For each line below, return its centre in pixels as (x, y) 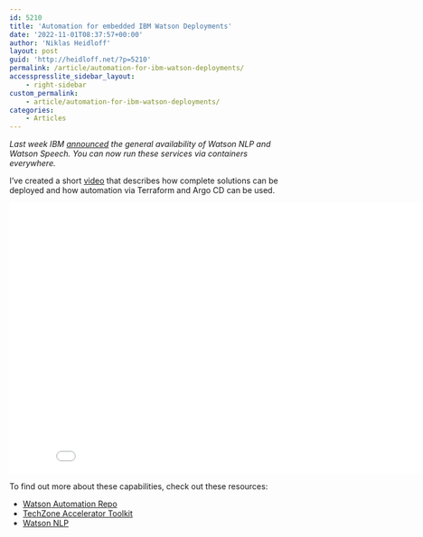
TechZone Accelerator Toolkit (78, 514)
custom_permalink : (44, 93)
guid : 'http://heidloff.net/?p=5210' (80, 60)
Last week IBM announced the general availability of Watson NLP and (140, 144)
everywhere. (33, 163)
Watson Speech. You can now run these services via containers (129, 153)
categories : (32, 110)
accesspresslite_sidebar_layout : (72, 77)
